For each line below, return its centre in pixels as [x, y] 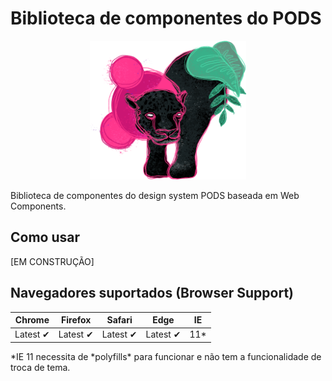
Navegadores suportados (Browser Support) [152, 293]
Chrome [32, 320]
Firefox [76, 320]
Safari [119, 320]
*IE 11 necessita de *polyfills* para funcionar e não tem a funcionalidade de [166, 356]
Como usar [45, 237]
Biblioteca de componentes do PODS [166, 18]
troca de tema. [40, 367]
